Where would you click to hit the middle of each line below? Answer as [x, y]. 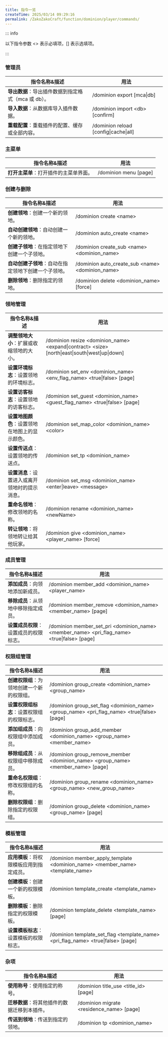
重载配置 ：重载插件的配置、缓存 [45, 125]
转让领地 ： [20, 529]
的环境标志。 [23, 382]
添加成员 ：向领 [25, 584]
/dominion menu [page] [125, 172]
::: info [12, 34]
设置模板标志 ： [25, 930]
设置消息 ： [20, 472]
